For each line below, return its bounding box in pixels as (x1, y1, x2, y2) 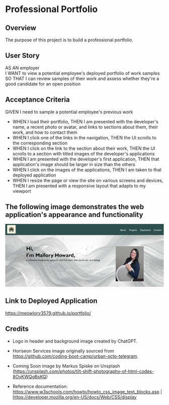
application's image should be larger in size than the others (12, 161, 136, 167)
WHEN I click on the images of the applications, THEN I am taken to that (12, 167, 162, 173)
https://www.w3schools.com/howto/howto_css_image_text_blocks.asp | (12, 388, 162, 394)
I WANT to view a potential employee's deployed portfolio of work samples (5, 70, 160, 76)
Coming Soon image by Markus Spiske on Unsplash (12, 363, 120, 369)
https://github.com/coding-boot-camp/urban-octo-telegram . (12, 353, 139, 359)
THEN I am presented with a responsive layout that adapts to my (12, 183, 146, 189)
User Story (5, 51, 40, 60)
